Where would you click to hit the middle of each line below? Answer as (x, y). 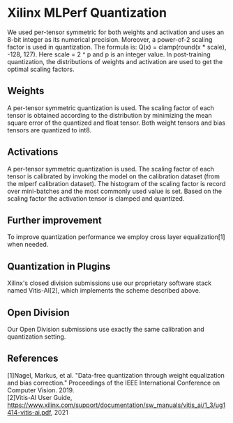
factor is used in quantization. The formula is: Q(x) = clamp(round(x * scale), (117, 47)
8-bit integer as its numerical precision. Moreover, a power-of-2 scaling (110, 39)
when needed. (28, 245)
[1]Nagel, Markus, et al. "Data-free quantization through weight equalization (116, 375)
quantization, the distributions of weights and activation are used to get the (115, 61)
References (33, 359)
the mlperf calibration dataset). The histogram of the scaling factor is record (116, 183)
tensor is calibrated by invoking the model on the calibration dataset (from (113, 176)
